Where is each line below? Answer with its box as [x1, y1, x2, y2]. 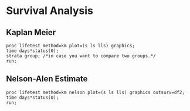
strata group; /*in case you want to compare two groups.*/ [6, 53, 157, 59]
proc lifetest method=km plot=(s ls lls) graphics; [6, 43, 135, 48]
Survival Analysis [6, 4, 94, 18]
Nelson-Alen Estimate [6, 74, 88, 84]
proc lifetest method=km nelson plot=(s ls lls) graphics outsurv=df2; [6, 89, 185, 95]
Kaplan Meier [6, 27, 56, 37]
